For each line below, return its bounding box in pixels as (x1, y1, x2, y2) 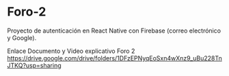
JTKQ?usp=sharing (7, 61, 62, 69)
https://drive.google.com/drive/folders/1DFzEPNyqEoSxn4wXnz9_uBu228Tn (7, 54, 222, 62)
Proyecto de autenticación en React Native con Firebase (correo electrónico (7, 26, 221, 35)
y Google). (7, 33, 37, 41)
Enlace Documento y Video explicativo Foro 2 (7, 47, 135, 55)
